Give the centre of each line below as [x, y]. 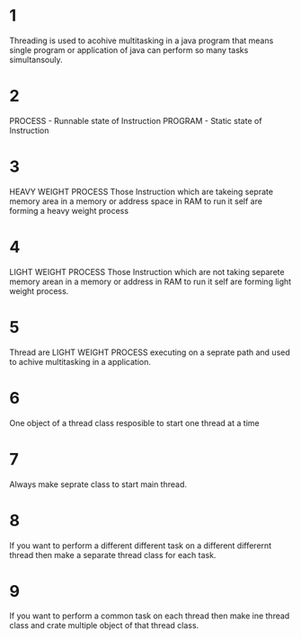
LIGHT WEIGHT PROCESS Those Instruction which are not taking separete [147, 271]
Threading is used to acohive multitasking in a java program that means [142, 40]
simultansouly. [36, 59]
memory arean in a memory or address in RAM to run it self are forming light [150, 281]
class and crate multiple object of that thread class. [104, 626]
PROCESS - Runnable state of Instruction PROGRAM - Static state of [136, 120]
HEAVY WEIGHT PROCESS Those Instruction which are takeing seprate [142, 191]
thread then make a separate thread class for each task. [113, 555]
